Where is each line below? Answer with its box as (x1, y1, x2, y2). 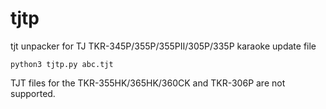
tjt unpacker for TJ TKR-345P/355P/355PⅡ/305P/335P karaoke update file (10, 40, 317, 52)
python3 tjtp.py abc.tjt (10, 59, 114, 69)
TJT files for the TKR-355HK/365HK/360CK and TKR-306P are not (10, 77, 286, 89)
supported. (10, 87, 56, 99)
